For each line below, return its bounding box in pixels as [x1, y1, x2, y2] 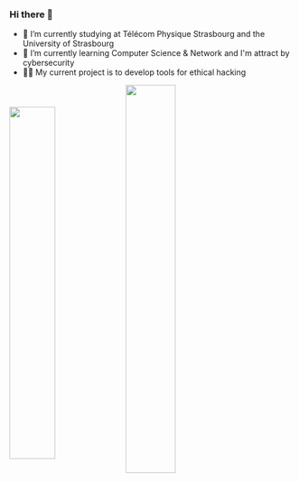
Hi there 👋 [9, 8, 54, 21]
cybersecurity [22, 58, 75, 69]
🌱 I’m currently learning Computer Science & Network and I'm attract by [22, 48, 291, 59]
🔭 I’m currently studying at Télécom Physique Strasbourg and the [22, 29, 266, 40]
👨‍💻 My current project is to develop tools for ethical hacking [22, 67, 247, 78]
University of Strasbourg [22, 38, 115, 49]
